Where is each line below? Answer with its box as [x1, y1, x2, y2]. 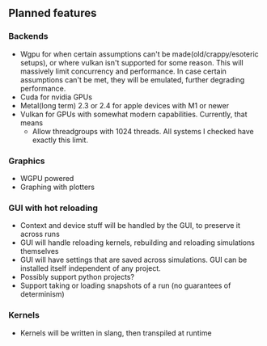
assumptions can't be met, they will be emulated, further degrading [19, 74, 245, 84]
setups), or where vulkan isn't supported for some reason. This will [19, 57, 244, 67]
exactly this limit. [32, 135, 89, 145]
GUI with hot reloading [8, 202, 99, 213]
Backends [8, 31, 49, 42]
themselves [19, 247, 59, 256]
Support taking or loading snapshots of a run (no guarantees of [19, 281, 231, 290]
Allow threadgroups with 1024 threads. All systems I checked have [32, 126, 254, 136]
